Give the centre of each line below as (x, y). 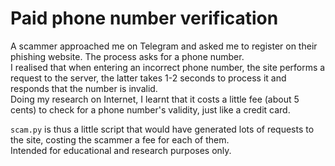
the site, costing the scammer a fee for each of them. (120, 139)
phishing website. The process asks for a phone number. (127, 56)
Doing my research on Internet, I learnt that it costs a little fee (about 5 (155, 99)
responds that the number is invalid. (84, 88)
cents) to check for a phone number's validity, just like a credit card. (150, 109)
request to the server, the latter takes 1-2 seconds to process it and (148, 78)
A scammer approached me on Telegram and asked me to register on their (164, 46)
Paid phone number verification (144, 18)
